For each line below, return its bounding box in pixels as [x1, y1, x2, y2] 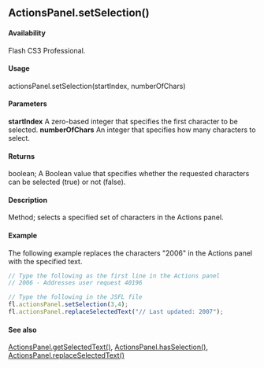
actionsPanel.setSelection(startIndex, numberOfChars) [8, 81, 186, 90]
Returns [8, 151, 35, 160]
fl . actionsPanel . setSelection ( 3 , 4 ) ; [8, 300, 128, 309]
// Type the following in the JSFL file [8, 293, 143, 301]
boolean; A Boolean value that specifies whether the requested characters [8, 169, 250, 178]
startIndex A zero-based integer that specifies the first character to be [8, 117, 239, 126]
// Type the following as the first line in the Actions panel [8, 271, 221, 280]
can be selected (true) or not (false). [8, 177, 126, 187]
